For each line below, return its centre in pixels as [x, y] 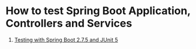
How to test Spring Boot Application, [98, 11]
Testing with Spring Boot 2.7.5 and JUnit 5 [66, 40]
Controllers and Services [69, 23]
